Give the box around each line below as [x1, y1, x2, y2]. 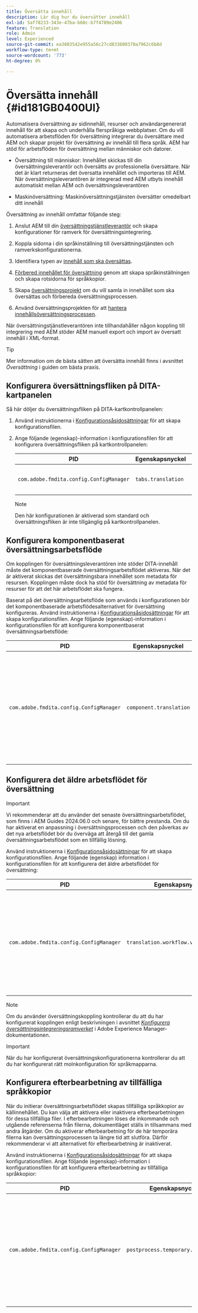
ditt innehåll [14, 200, 43, 207]
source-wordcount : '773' [6, 52, 67, 58]
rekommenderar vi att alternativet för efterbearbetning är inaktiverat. [6, 1140, 173, 1147]
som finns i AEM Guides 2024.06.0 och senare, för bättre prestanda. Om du [6, 817, 190, 825]
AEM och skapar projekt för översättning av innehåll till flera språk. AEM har [6, 139, 190, 146]
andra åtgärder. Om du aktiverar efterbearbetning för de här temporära [6, 1127, 178, 1135]
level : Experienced [6, 36, 54, 42]
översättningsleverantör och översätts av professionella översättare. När [14, 163, 190, 170]
